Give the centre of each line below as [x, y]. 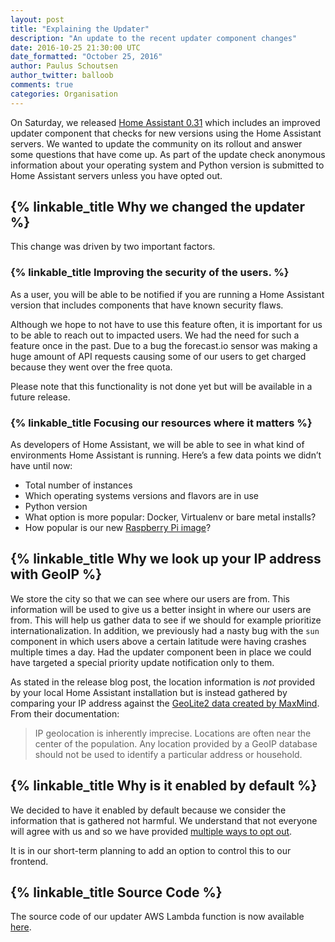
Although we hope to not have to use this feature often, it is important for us [166, 324]
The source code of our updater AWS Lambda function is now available [157, 917]
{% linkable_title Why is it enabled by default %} [164, 786]
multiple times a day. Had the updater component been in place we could [161, 652]
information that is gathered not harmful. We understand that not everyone [164, 820]
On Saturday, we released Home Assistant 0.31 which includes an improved [165, 122]
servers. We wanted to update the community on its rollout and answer [156, 143]
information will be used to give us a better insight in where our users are [161, 609]
